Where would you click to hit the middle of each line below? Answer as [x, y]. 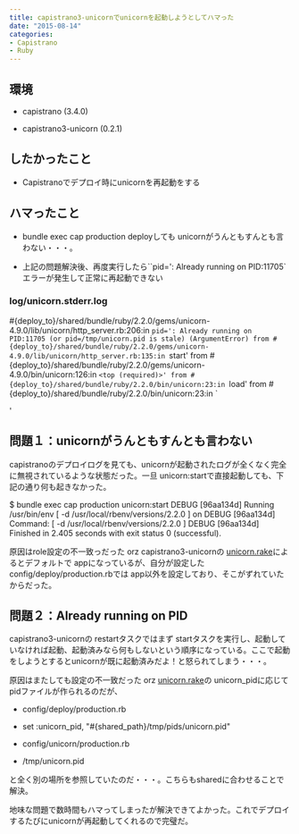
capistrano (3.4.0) [55, 111]
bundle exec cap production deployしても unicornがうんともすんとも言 [153, 236]
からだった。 [33, 585]
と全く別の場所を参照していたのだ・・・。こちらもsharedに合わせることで [147, 779]
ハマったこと [45, 213]
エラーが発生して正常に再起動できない [92, 277]
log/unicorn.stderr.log [58, 301]
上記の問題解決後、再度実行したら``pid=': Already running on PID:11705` [154, 266]
